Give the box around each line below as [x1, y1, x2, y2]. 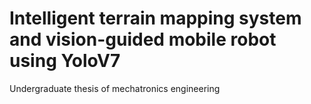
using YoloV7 [9, 50, 121, 72]
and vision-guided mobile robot [9, 28, 277, 51]
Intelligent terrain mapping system [9, 7, 302, 30]
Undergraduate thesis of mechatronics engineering [9, 82, 221, 94]
